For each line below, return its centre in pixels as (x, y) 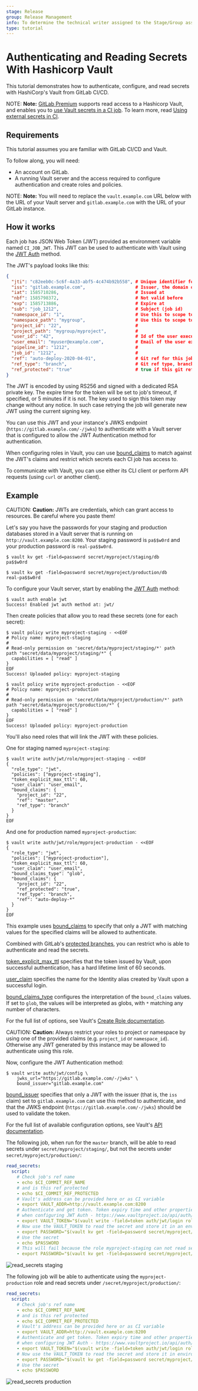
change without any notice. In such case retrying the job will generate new (97, 405)
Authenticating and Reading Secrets (97, 57)
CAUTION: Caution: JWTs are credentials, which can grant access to (90, 510)
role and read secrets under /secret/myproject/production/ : (107, 1283)
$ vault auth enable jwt (37, 600)
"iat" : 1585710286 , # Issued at (88, 293)
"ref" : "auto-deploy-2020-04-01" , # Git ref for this (97, 358)
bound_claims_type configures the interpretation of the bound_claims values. (99, 997)
